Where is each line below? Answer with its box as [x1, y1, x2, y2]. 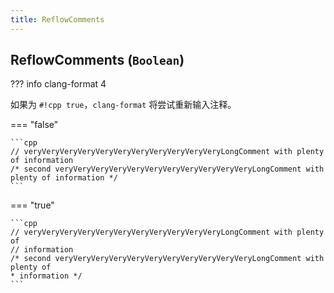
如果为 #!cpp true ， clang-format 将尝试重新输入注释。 [10, 99, 237, 111]
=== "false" [10, 119, 59, 131]
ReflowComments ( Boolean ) [10, 52, 185, 69]
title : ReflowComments [10, 14, 105, 25]
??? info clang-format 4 [10, 78, 107, 90]
